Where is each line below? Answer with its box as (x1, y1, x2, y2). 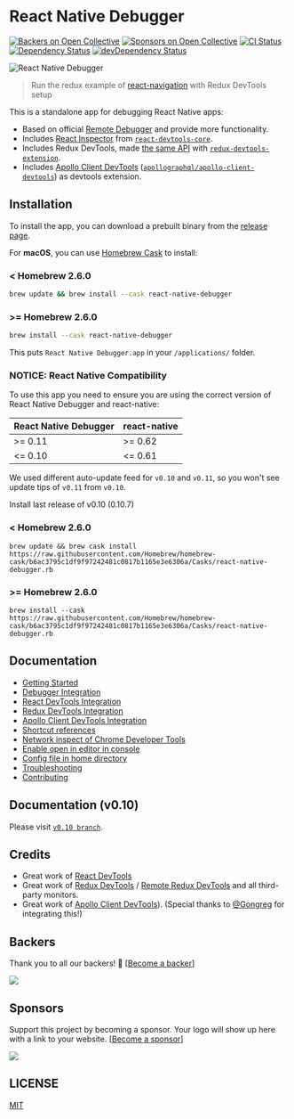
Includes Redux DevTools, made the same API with (21, 143, 209, 153)
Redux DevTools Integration (21, 706, 124, 716)
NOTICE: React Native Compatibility (9, 370, 167, 382)
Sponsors (9, 1001, 64, 1016)
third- (258, 880, 280, 891)
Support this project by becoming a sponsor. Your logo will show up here (9, 1025, 275, 1035)
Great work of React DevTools (21, 870, 132, 881)
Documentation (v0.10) (9, 797, 139, 813)
